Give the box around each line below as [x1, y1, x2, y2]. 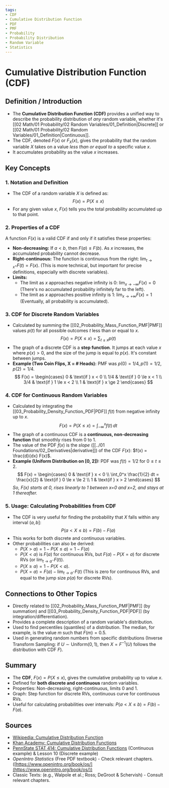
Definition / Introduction [5, 97, 82, 106]
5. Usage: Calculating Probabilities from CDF [5, 503, 117, 510]
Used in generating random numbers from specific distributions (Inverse [12, 635, 162, 641]
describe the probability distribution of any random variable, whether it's [12, 116, 163, 122]
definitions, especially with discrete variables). [12, 269, 109, 275]
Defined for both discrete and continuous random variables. [12, 680, 139, 686]
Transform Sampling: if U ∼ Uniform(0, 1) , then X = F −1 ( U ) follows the [12, 640, 156, 647]
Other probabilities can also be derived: [12, 540, 95, 546]
